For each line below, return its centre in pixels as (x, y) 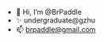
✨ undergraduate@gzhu (56, 20)
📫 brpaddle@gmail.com (56, 30)
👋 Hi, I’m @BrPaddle (48, 12)
